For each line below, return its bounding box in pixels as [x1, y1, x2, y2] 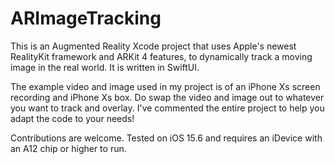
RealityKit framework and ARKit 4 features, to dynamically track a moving [10, 50, 313, 62]
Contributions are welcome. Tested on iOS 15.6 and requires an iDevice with [10, 132, 323, 144]
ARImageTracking [10, 7, 162, 30]
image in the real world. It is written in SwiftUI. [10, 61, 200, 73]
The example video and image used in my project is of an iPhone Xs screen [10, 80, 321, 92]
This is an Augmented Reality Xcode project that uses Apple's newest [10, 40, 297, 52]
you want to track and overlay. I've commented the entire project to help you [10, 102, 325, 114]
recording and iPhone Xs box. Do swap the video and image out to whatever [10, 91, 325, 103]
